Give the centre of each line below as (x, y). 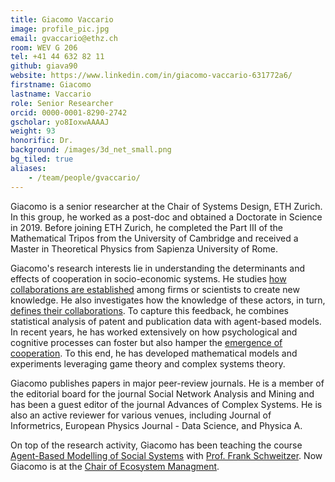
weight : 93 (33, 131)
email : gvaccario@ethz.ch (64, 38)
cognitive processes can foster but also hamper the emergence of (146, 342)
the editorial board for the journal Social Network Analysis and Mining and (162, 393)
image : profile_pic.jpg (60, 29)
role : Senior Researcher (62, 103)
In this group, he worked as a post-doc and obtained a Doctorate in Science (166, 217)
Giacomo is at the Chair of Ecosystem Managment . (115, 466)
